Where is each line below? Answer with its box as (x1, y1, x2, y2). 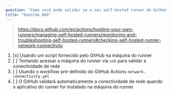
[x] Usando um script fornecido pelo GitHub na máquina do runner (12, 52, 152, 58)
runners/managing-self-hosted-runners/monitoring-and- (17, 32, 137, 38)
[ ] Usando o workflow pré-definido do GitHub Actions (12, 68, 127, 74)
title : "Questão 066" (5, 12, 51, 17)
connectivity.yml (12, 74, 50, 79)
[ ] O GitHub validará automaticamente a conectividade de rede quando (12, 78, 163, 84)
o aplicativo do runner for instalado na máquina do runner (12, 83, 134, 89)
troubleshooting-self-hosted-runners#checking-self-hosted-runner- (17, 37, 161, 43)
